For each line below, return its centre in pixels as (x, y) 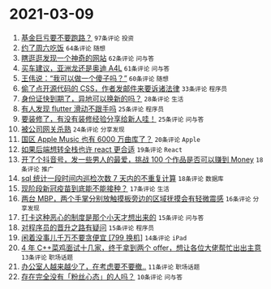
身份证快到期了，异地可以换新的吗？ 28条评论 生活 (102, 98)
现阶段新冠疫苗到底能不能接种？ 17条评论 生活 (95, 188)
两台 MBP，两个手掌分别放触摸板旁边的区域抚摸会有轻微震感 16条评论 (136, 198)
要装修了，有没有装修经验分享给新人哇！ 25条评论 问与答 (112, 119)
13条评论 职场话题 (47, 257)
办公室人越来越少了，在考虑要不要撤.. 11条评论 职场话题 (110, 266)
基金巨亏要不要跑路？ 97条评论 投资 (77, 37)
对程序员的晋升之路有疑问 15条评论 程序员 (88, 227)
